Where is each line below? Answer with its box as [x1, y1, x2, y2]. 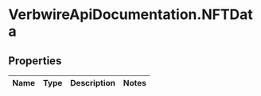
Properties [8, 54, 62, 67]
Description [70, 78, 115, 88]
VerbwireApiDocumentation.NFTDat [8, 6, 253, 24]
